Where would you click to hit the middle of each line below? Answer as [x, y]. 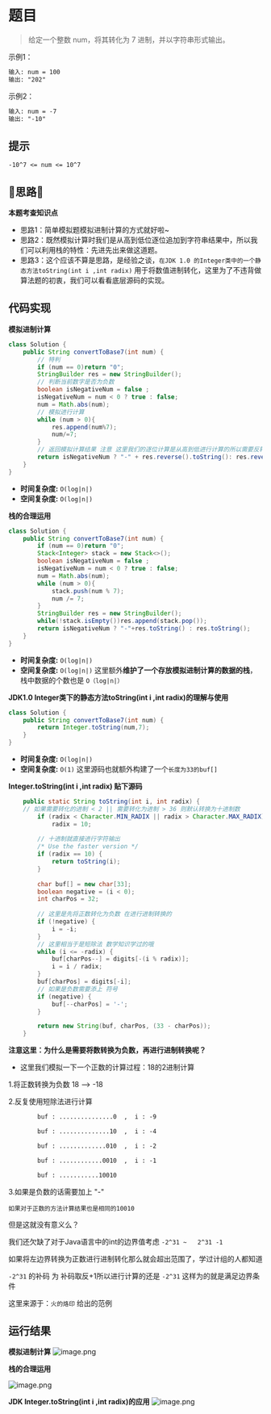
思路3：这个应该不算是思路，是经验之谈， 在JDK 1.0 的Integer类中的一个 [138, 260]
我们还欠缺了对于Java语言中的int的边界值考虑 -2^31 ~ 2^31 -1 [116, 1241]
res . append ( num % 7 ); [84, 427]
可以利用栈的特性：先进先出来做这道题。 [94, 250]
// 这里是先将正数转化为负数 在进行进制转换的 [104, 914]
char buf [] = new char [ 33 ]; [84, 884]
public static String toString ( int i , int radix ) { [111, 801]
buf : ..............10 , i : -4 [97, 1132]
